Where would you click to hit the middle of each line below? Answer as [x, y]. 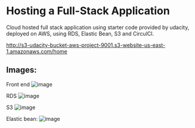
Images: [21, 70]
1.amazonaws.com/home [37, 51]
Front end [18, 84]
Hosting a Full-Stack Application [88, 11]
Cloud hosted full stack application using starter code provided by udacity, [98, 27]
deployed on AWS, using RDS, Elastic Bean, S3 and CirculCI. [80, 33]
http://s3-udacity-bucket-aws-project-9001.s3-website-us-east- [86, 45]
